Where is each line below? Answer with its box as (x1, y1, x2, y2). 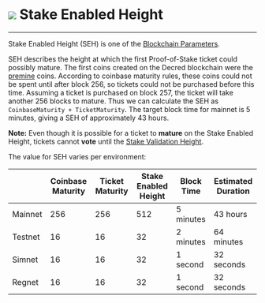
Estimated (214, 175, 253, 186)
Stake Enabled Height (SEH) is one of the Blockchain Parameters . (8, 39, 221, 48)
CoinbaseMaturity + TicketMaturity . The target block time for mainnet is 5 (8, 104, 251, 114)
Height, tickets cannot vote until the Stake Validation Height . (8, 137, 203, 146)
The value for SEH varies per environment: (8, 151, 147, 161)
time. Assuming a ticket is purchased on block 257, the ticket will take (8, 88, 234, 97)
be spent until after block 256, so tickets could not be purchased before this (8, 79, 255, 88)
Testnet (12, 231, 41, 242)
